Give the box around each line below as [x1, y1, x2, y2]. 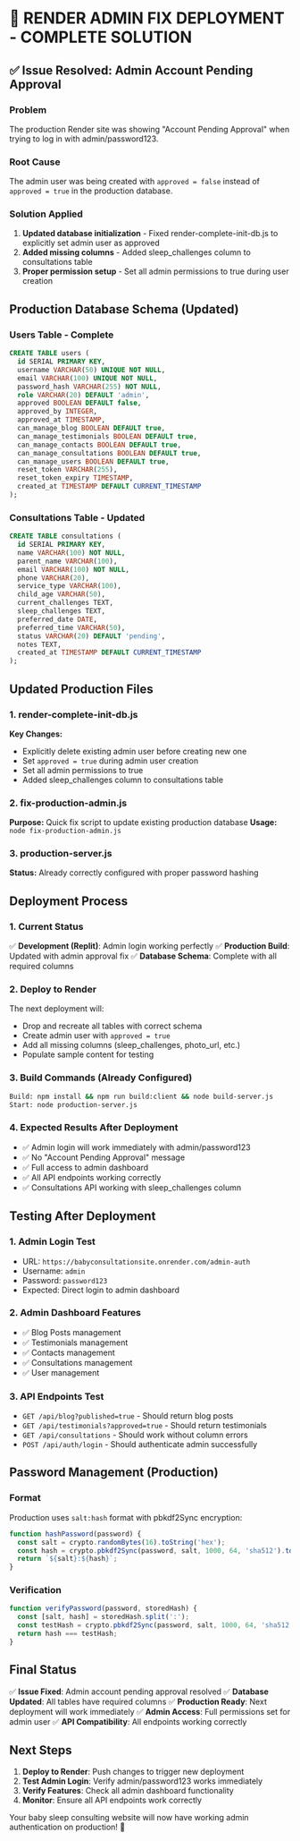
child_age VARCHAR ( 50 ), [17, 590, 105, 599]
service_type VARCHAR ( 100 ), [17, 582, 122, 591]
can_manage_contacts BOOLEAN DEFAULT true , [17, 440, 181, 449]
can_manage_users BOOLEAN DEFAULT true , [17, 456, 170, 466]
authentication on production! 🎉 [9, 1821, 126, 1833]
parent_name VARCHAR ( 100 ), [17, 557, 118, 566]
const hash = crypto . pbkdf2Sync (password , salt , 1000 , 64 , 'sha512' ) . [17, 1546, 286, 1555]
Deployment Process [9, 893, 129, 908]
